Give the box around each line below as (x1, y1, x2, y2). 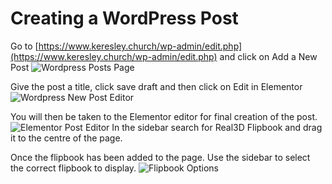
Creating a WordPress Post (10, 7, 239, 30)
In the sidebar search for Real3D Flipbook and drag (111, 121, 323, 133)
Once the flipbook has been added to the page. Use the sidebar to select (10, 151, 311, 163)
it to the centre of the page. (10, 132, 123, 144)
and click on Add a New (219, 50, 318, 62)
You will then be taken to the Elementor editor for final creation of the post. (10, 110, 318, 122)
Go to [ (10, 40, 39, 52)
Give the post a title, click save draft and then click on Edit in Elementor (10, 80, 303, 92)
